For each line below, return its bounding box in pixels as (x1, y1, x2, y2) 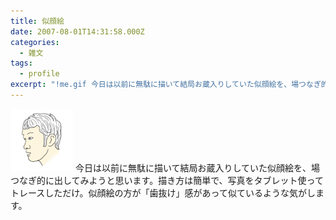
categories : (10, 37, 60, 47)
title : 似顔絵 (10, 16, 65, 26)
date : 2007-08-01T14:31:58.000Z (10, 26, 145, 37)
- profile (19, 69, 60, 79)
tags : (10, 58, 33, 69)
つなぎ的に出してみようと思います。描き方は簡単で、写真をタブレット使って (10, 174, 324, 186)
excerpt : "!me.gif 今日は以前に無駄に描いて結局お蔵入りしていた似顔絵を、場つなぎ (10, 80, 322, 90)
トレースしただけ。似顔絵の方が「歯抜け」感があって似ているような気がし (10, 186, 316, 199)
